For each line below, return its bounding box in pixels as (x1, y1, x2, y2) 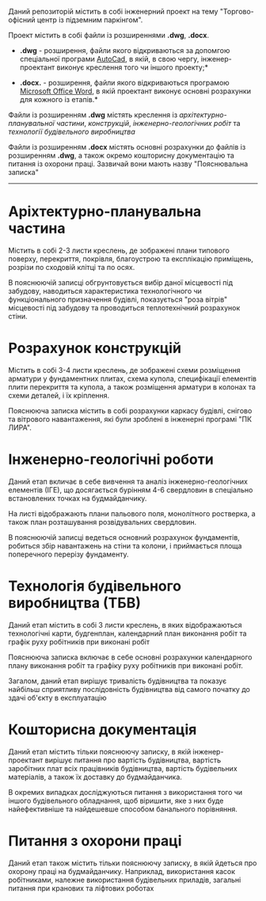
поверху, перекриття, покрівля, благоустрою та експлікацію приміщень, (8, 253, 253, 264)
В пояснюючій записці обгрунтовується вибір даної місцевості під (8, 277, 234, 287)
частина (8, 219, 66, 238)
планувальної (8, 119, 55, 127)
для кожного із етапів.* (19, 95, 99, 104)
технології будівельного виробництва (8, 127, 136, 136)
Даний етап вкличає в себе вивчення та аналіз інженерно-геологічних (8, 477, 248, 486)
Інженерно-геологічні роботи (8, 450, 214, 469)
